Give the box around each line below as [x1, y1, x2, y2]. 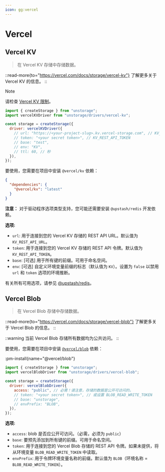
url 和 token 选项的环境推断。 [12, 270, 73, 275]
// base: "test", [14, 140, 50, 145]
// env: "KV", [14, 144, 43, 149]
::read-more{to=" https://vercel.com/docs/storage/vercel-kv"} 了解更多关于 [5, 72, 157, 78]
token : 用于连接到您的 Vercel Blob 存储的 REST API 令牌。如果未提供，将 [12, 443, 159, 449]
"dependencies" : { [9, 182, 48, 187]
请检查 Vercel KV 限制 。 [5, 98, 54, 104]
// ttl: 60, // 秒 [14, 149, 51, 154]
